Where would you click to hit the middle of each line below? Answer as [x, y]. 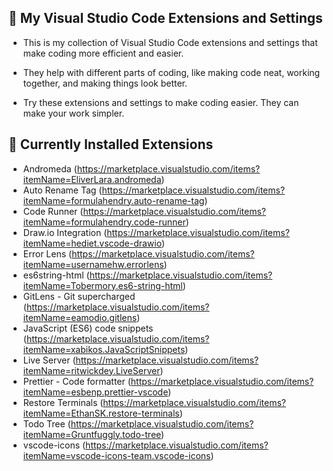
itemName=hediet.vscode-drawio [92, 243]
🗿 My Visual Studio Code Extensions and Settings [165, 18]
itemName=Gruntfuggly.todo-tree [92, 434]
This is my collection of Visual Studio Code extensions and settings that [170, 42]
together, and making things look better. [105, 83]
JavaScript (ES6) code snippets [88, 328]
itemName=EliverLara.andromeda [92, 179]
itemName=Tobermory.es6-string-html [102, 285]
